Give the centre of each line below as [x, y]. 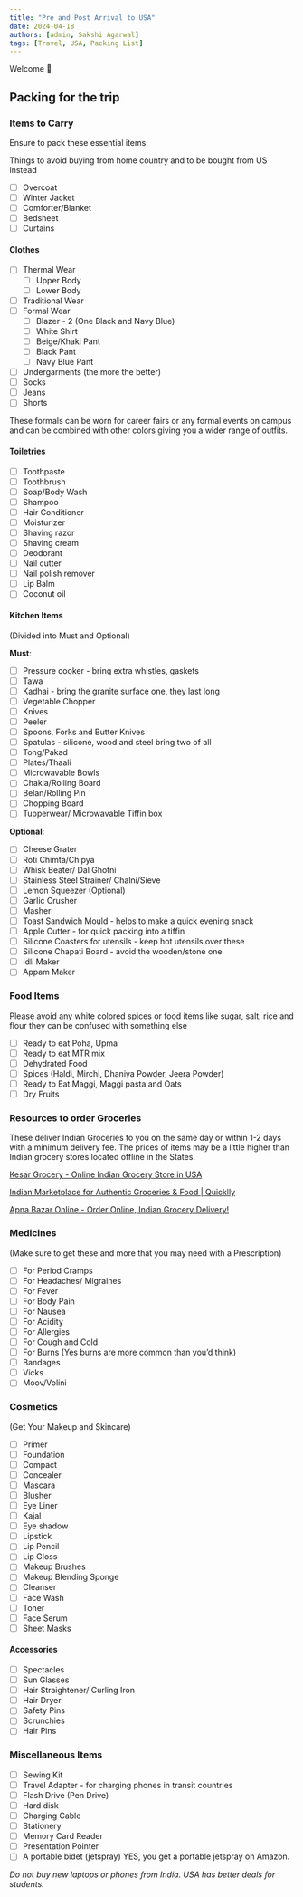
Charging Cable [52, 1816]
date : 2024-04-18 [42, 26]
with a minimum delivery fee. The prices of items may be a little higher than [150, 1147]
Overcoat [40, 187]
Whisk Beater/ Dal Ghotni [69, 869]
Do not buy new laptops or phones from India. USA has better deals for [142, 1874]
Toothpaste [43, 471]
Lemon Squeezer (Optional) [74, 890]
